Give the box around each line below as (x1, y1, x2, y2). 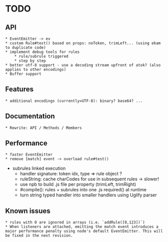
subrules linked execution (12, 165, 66, 171)
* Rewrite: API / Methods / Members (5, 125, 82, 131)
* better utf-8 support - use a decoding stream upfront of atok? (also (5, 63, 161, 68)
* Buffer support (5, 71, 42, 76)
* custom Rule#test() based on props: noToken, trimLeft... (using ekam (5, 41, 161, 46)
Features (5, 85, 34, 93)
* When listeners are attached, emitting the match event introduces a (5, 224, 158, 229)
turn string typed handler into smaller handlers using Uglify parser (20, 192, 157, 198)
